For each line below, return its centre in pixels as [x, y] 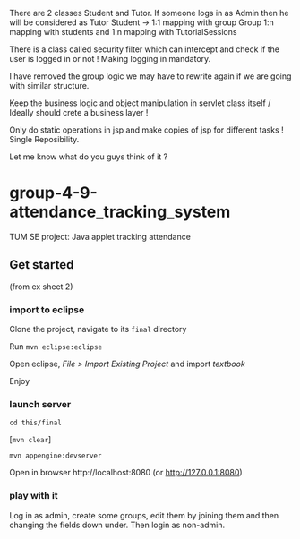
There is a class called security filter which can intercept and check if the [145, 49]
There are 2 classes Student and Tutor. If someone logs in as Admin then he [149, 13]
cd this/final [36, 423]
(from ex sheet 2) [41, 287]
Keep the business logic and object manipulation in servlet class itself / [140, 103]
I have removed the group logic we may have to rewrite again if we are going [150, 76]
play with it [34, 496]
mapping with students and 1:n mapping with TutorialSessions [123, 32]
